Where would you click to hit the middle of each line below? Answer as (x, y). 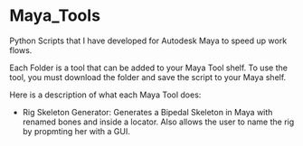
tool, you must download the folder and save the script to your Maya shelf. (148, 77)
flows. (21, 50)
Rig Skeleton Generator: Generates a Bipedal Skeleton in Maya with (147, 112)
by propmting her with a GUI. (76, 131)
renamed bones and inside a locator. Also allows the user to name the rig (158, 122)
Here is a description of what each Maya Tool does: (105, 95)
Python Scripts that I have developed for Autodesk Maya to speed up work (148, 41)
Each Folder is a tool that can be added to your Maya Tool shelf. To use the (148, 68)
